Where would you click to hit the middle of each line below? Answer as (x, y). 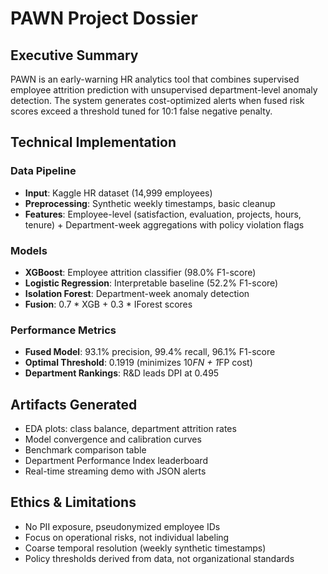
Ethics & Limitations (73, 502)
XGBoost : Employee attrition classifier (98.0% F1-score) (140, 272)
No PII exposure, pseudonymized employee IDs (122, 526)
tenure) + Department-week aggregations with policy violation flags (164, 224)
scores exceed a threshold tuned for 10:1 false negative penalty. (141, 111)
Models (29, 250)
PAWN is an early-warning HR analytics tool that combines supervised (155, 79)
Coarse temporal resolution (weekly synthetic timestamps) (145, 548)
